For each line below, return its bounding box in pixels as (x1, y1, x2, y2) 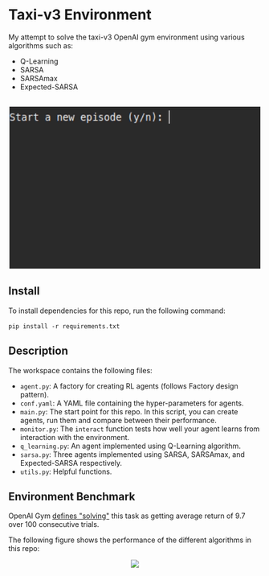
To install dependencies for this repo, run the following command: (8, 306, 226, 315)
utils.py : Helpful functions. (19, 467, 112, 476)
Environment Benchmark (8, 490, 136, 504)
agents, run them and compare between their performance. (19, 415, 217, 425)
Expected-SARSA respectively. (19, 458, 123, 467)
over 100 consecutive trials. (8, 520, 100, 529)
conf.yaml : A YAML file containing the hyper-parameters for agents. (19, 398, 244, 408)
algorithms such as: (8, 40, 74, 50)
